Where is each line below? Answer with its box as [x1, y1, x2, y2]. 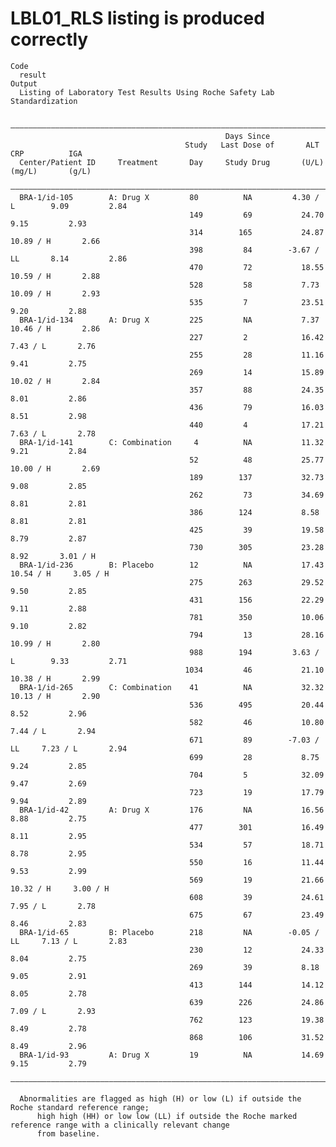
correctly [10, 28, 89, 51]
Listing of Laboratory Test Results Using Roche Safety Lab [19, 87, 275, 97]
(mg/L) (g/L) [10, 166, 92, 176]
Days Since [224, 131, 271, 141]
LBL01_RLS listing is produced [10, 7, 265, 30]
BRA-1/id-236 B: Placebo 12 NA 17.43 [19, 560, 325, 570]
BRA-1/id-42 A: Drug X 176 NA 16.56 [19, 805, 325, 815]
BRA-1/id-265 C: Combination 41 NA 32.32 [19, 682, 325, 692]
